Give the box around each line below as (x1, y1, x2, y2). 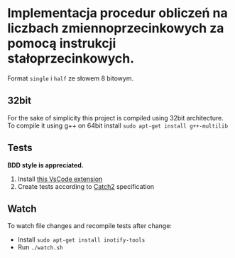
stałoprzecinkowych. (7, 51, 135, 67)
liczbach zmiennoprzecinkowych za (7, 20, 224, 36)
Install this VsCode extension (17, 175, 103, 183)
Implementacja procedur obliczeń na (7, 5, 229, 21)
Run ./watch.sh (17, 243, 63, 252)
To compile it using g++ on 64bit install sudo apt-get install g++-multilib (7, 121, 229, 130)
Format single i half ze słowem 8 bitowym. (7, 73, 133, 83)
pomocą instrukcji (7, 36, 116, 51)
